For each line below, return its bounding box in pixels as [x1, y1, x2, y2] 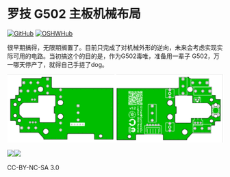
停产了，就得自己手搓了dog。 [25, 60, 108, 68]
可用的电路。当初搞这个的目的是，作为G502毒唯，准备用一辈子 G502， [12, 52, 214, 60]
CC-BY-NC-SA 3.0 [7, 163, 60, 172]
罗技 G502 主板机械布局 [7, 6, 142, 22]
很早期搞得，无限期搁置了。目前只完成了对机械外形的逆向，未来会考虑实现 [7, 43, 217, 51]
